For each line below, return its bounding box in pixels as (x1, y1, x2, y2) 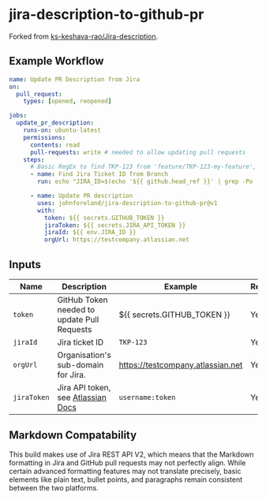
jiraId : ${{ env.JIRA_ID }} (43, 229, 137, 237)
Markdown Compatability (9, 428, 137, 442)
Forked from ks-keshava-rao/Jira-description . (9, 32, 159, 41)
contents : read (29, 140, 81, 149)
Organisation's (57, 349, 111, 360)
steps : (23, 155, 45, 163)
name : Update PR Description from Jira (9, 75, 140, 84)
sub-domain (57, 359, 104, 370)
